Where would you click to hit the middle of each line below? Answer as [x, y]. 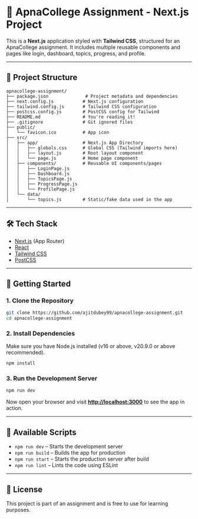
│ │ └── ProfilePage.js [41, 189]
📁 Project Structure [42, 78]
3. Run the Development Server [52, 379]
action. [14, 408]
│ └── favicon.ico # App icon [58, 132]
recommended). [26, 353]
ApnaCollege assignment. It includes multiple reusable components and [93, 47]
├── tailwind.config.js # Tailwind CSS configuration [82, 106]
